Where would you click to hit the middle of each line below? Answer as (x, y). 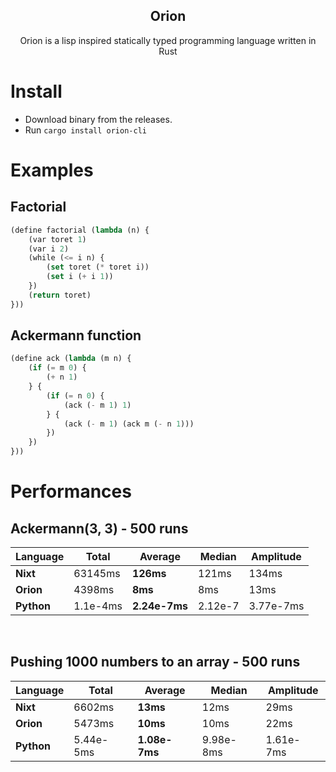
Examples (52, 170)
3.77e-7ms (276, 606)
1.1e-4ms (98, 606)
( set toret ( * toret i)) (98, 267)
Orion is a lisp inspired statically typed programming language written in (168, 40)
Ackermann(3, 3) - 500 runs (99, 528)
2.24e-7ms (159, 606)
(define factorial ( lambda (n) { (80, 230)
